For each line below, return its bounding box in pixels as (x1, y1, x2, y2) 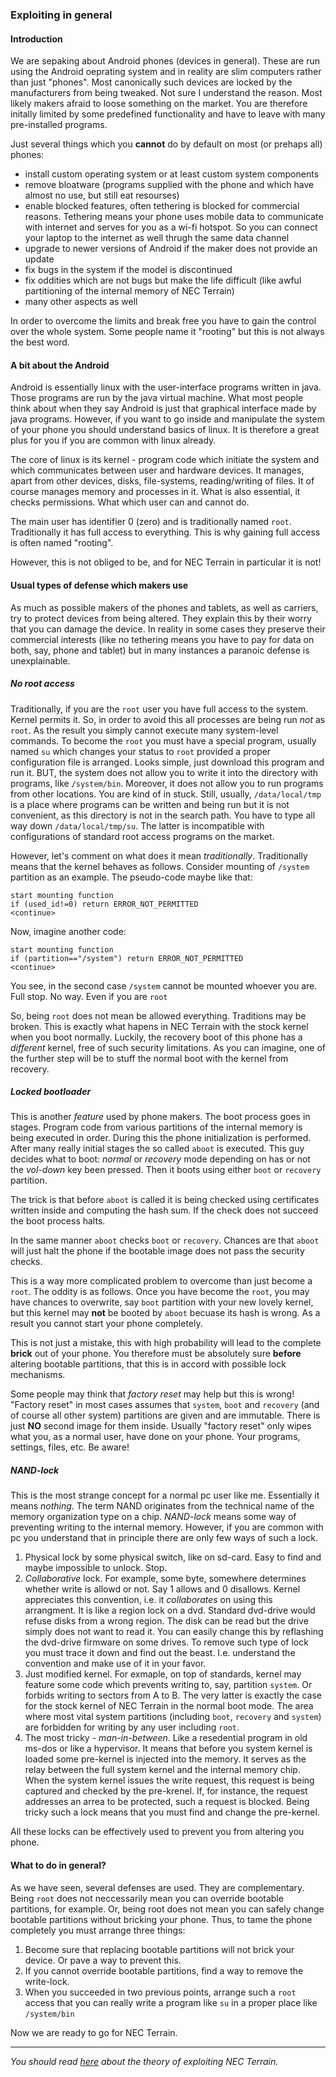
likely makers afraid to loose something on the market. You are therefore (10, 98, 308, 110)
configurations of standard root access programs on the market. (10, 830, 275, 842)
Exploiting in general (10, 8, 113, 22)
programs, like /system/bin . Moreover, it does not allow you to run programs (10, 777, 324, 789)
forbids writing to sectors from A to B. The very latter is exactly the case (24, 1689, 322, 1702)
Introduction (10, 33, 63, 45)
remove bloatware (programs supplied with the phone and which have (24, 179, 315, 191)
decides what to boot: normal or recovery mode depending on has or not (10, 1153, 311, 1165)
